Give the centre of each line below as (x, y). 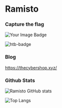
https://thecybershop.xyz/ (31, 67)
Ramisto (22, 9)
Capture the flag (25, 24)
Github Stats (20, 80)
